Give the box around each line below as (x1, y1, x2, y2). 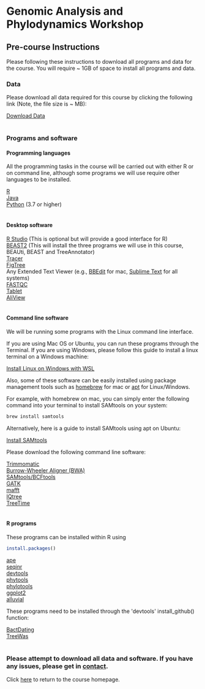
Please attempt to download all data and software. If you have (6, 654, 193, 663)
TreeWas (6, 632, 29, 639)
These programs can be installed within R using (6, 533, 127, 541)
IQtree (6, 493, 23, 500)
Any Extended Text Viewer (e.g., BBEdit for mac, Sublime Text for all (6, 268, 178, 275)
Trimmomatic (6, 460, 40, 468)
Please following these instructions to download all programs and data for (6, 58, 192, 65)
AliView (6, 293, 26, 301)
